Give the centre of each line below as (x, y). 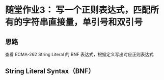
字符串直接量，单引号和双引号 (83, 22)
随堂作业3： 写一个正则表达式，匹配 (78, 10)
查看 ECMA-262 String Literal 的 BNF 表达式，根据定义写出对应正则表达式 (79, 54)
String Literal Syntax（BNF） (50, 71)
